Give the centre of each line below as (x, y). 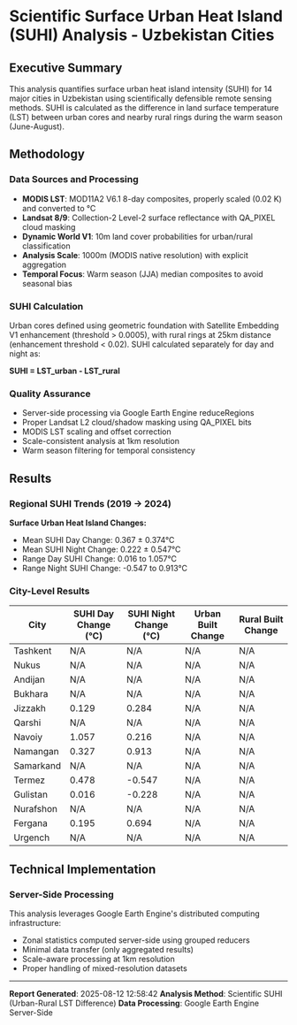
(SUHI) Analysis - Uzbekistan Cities (142, 35)
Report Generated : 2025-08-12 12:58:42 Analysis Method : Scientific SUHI (146, 993)
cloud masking (49, 226)
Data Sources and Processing (74, 180)
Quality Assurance (50, 394)
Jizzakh (30, 708)
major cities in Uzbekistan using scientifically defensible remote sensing (141, 98)
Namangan (36, 752)
